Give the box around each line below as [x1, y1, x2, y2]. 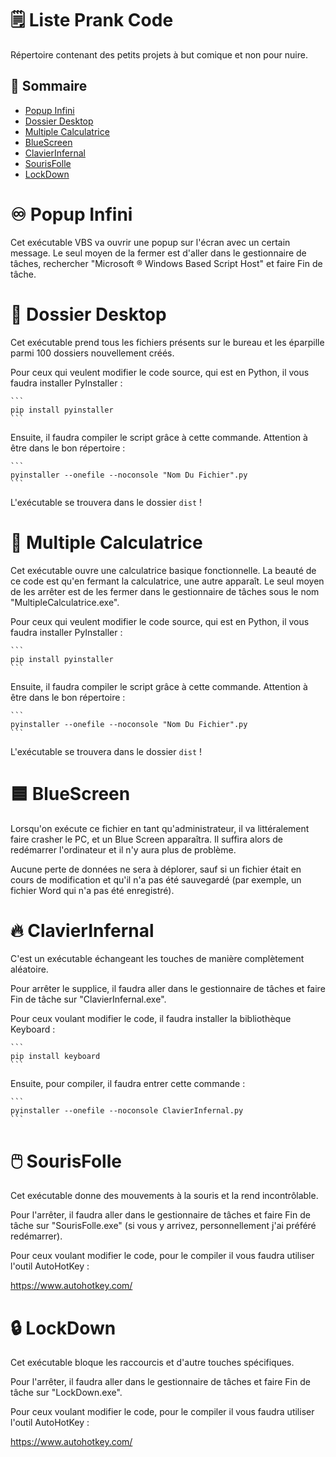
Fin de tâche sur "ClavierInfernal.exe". [10, 993, 167, 1006]
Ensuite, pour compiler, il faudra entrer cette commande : [10, 1078, 246, 1090]
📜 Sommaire [10, 78, 88, 95]
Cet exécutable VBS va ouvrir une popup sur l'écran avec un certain [10, 236, 291, 248]
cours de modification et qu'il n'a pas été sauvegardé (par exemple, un [10, 873, 302, 886]
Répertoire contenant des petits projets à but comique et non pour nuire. [10, 48, 308, 61]
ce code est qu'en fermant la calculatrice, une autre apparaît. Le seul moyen [10, 575, 325, 587]
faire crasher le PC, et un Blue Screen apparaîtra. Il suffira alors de [10, 833, 284, 845]
